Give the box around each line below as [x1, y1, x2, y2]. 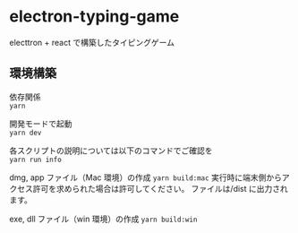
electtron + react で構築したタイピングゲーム [9, 37, 175, 47]
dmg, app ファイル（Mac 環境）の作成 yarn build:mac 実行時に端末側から [9, 172, 282, 183]
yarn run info [9, 155, 63, 164]
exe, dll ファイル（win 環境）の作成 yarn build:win [9, 213, 198, 224]
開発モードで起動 [9, 118, 72, 129]
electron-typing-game [9, 6, 180, 27]
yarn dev [9, 128, 42, 137]
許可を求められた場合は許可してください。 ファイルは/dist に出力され [32, 183, 289, 194]
